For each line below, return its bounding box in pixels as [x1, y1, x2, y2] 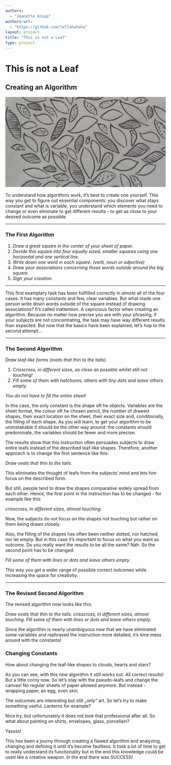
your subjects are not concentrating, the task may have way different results [5, 317, 165, 323]
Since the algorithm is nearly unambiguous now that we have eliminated [5, 626, 156, 633]
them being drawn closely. [5, 521, 61, 527]
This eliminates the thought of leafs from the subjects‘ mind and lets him [5, 469, 157, 476]
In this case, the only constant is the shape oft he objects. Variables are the [5, 402, 163, 408]
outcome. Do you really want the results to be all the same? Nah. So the [5, 542, 155, 548]
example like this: [5, 496, 42, 502]
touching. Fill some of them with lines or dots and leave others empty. [5, 616, 152, 623]
